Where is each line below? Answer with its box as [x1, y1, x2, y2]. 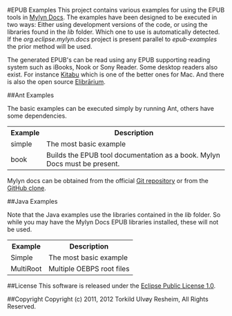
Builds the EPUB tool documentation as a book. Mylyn [46, 151, 221, 160]
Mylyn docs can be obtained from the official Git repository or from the [7, 177, 209, 185]
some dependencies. [7, 112, 67, 120]
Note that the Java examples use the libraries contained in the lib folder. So [7, 211, 221, 219]
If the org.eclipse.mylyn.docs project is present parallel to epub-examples [7, 35, 217, 43]
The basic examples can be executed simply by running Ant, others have [7, 105, 214, 112]
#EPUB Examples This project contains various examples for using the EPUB [7, 6, 225, 14]
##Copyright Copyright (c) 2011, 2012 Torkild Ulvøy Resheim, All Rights [7, 295, 209, 303]
